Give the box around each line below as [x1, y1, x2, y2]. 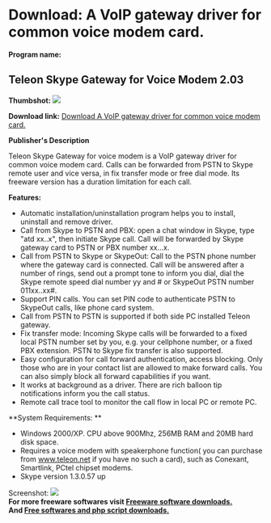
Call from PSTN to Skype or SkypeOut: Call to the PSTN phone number [19, 251, 256, 260]
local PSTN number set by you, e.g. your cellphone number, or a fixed [19, 337, 253, 347]
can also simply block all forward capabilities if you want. [19, 371, 211, 381]
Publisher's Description [8, 135, 90, 145]
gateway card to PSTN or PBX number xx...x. [19, 243, 170, 252]
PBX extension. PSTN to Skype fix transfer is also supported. [19, 345, 224, 355]
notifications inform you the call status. [19, 388, 150, 398]
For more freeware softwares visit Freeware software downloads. [8, 496, 233, 506]
